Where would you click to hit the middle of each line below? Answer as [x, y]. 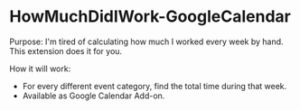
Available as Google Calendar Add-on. [94, 96]
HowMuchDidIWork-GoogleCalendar [150, 17]
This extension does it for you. [66, 50]
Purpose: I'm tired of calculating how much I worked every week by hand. [146, 41]
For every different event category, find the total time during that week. [155, 86]
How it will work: [40, 69]
